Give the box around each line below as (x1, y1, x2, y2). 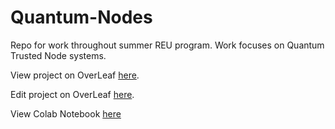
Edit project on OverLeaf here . (10, 88, 135, 100)
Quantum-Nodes (10, 6, 153, 29)
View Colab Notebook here (10, 107, 122, 120)
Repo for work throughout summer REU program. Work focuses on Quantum (10, 39, 325, 51)
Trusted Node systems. (10, 49, 107, 61)
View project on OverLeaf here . (10, 69, 140, 81)
